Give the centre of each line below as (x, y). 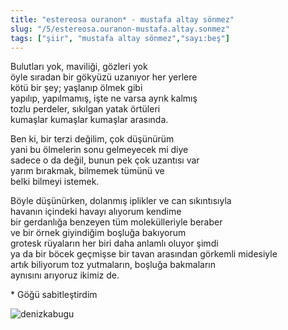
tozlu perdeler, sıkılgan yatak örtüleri (85, 109)
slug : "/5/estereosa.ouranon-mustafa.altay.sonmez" (120, 29)
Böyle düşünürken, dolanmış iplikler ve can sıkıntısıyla (121, 201)
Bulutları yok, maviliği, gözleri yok (79, 67)
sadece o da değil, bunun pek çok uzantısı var (105, 160)
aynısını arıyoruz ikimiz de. (65, 275)
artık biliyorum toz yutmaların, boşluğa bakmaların (113, 265)
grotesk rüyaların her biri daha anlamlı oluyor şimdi (114, 243)
